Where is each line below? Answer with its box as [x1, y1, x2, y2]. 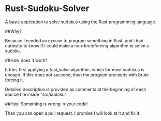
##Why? [5, 28, 22, 34]
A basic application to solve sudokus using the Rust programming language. [5, 19, 157, 25]
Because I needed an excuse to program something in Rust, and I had [5, 37, 144, 44]
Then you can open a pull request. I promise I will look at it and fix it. [5, 110, 141, 116]
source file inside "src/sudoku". [5, 91, 68, 97]
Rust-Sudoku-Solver [5, 3, 89, 14]
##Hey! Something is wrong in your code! [5, 101, 88, 106]
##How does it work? [5, 57, 47, 63]
